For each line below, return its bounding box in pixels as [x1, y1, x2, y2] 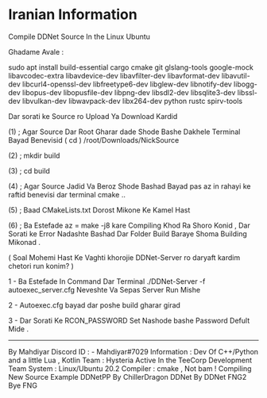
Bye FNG [8, 381, 38, 390]
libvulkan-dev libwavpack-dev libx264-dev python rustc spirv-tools [22, 96, 243, 105]
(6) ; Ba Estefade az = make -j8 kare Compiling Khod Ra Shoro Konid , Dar [8, 220, 250, 230]
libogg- [233, 79, 258, 89]
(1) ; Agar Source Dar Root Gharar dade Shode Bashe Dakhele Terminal [8, 127, 241, 136]
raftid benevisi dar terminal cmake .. [8, 189, 126, 199]
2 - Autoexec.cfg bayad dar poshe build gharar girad [8, 300, 181, 310]
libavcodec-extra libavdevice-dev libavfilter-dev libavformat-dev [8, 71, 220, 80]
